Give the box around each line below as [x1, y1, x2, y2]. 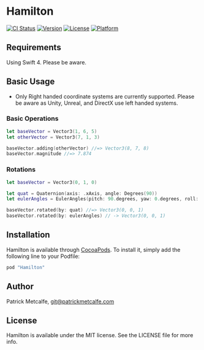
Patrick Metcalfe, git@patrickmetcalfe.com [6, 297, 115, 305]
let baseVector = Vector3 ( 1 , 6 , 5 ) [6, 128, 97, 134]
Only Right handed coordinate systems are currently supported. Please [15, 93, 195, 100]
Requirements [6, 42, 61, 53]
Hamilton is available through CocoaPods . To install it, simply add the [6, 246, 181, 253]
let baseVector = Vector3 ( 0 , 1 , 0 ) [6, 179, 97, 185]
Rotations [6, 165, 36, 174]
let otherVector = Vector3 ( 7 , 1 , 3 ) [6, 134, 100, 140]
